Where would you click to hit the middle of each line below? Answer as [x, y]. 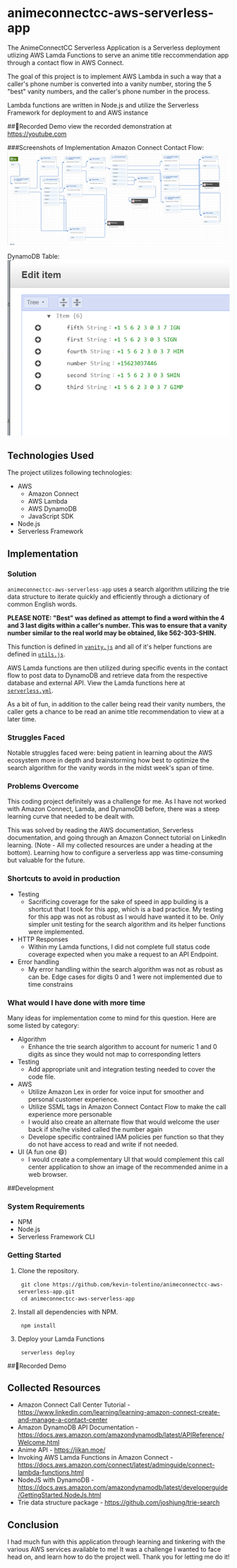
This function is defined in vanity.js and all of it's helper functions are [110, 646]
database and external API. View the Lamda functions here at [96, 683]
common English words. [42, 604]
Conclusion [33, 1525]
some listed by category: [43, 1026]
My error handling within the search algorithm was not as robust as [126, 969]
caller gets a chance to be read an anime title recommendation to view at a [116, 712]
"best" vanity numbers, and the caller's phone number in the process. [109, 91]
